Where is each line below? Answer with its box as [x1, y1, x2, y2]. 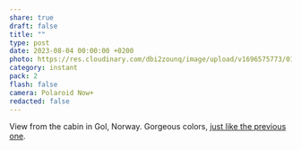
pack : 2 [9, 72, 39, 81]
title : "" [9, 30, 47, 39]
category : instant [9, 64, 78, 73]
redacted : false [9, 96, 70, 106]
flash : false [9, 80, 58, 89]
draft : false [9, 22, 58, 31]
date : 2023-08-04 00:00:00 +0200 [9, 47, 134, 56]
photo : [9, 55, 34, 64]
